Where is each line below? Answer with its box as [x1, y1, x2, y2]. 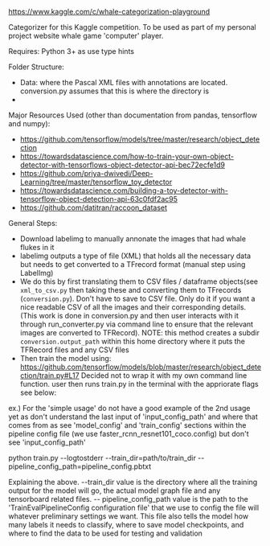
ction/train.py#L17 [19, 371, 80, 380]
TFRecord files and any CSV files [19, 345, 130, 355]
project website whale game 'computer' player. [8, 31, 164, 40]
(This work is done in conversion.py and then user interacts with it [19, 311, 239, 320]
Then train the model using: [19, 354, 112, 363]
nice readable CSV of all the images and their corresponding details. [19, 302, 247, 312]
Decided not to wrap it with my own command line [80, 371, 247, 380]
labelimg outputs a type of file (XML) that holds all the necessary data [19, 251, 252, 261]
